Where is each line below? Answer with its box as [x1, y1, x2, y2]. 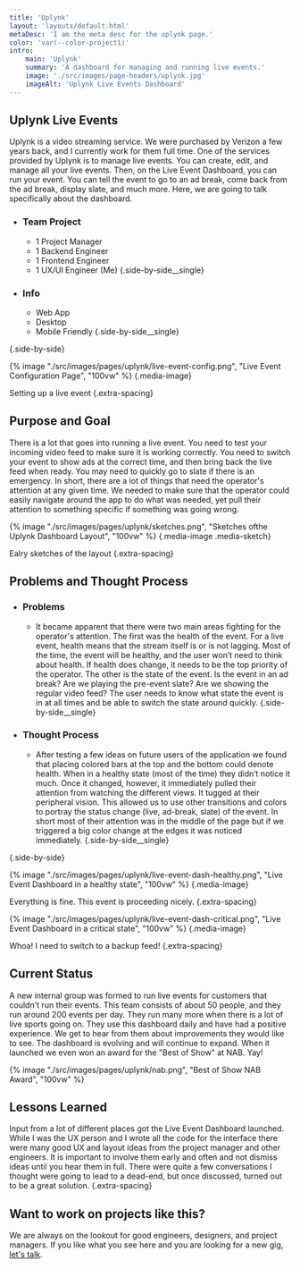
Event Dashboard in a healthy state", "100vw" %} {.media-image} [9, 878, 249, 890]
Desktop [35, 317, 67, 327]
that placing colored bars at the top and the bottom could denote [35, 758, 274, 769]
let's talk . [9, 1249, 43, 1260]
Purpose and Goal [9, 413, 111, 429]
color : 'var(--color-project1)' [9, 38, 129, 47]
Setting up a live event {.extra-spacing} [9, 388, 154, 399]
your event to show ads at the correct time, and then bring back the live [9, 456, 272, 467]
